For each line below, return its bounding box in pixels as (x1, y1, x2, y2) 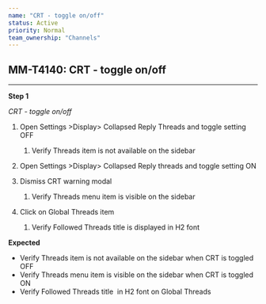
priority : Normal (8, 26, 66, 34)
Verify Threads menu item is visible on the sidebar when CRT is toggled (19, 270, 254, 279)
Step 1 (8, 92, 29, 101)
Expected (8, 238, 41, 248)
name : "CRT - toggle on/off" (8, 11, 104, 20)
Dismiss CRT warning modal (19, 177, 112, 186)
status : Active (8, 19, 59, 27)
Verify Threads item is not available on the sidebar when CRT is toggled (19, 253, 254, 263)
